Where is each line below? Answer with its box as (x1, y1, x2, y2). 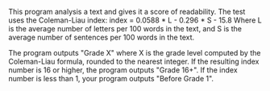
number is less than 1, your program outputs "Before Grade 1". (8, 74, 214, 83)
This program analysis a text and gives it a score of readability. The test (8, 7, 246, 16)
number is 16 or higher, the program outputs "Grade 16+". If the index (8, 65, 238, 75)
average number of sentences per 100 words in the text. (8, 32, 195, 42)
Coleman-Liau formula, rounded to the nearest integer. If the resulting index (8, 56, 260, 66)
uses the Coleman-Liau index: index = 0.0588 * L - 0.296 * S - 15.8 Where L (8, 15, 262, 25)
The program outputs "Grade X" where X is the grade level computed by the (8, 48, 261, 57)
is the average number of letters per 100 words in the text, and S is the (8, 24, 242, 33)
